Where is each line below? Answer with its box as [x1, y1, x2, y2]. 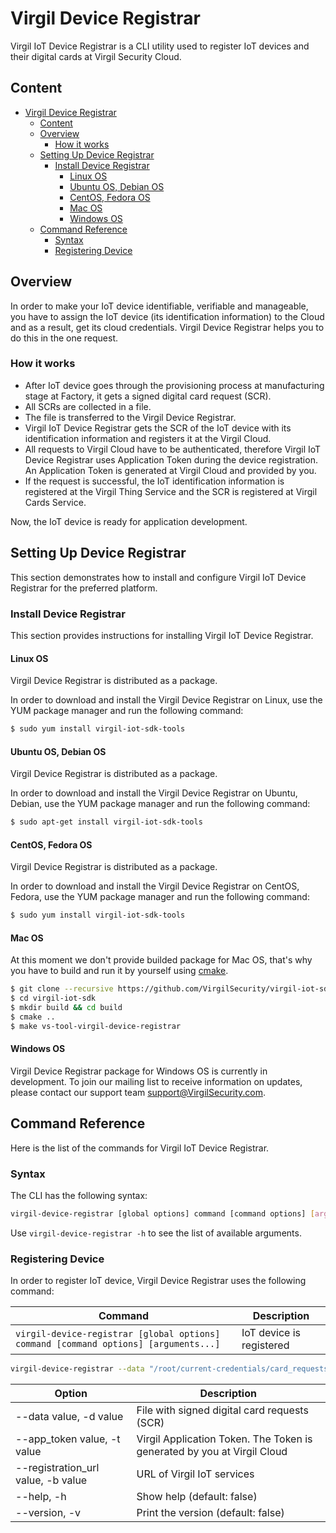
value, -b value [15, 1473, 88, 1487]
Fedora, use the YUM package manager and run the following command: [10, 891, 310, 903]
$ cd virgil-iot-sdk [10, 993, 97, 1004]
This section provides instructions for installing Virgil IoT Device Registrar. [10, 629, 314, 641]
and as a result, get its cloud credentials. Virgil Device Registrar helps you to [10, 321, 325, 333]
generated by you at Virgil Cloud [136, 1445, 288, 1459]
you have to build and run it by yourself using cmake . [10, 965, 229, 977]
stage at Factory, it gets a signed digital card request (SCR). [24, 390, 272, 402]
